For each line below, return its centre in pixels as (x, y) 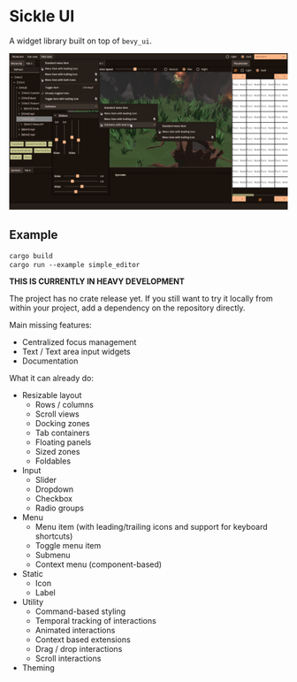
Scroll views (57, 414)
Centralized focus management (79, 342)
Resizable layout (52, 395)
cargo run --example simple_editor (75, 265)
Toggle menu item (68, 546)
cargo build (31, 257)
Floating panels (63, 442)
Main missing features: (51, 326)
